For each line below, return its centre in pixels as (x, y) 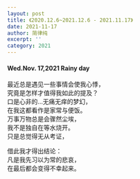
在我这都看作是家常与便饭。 (47, 110)
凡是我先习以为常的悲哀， (44, 160)
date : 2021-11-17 (32, 26)
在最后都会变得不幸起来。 (44, 169)
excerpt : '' (24, 40)
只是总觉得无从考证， (37, 137)
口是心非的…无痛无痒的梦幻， (50, 102)
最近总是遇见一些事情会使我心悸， (56, 85)
